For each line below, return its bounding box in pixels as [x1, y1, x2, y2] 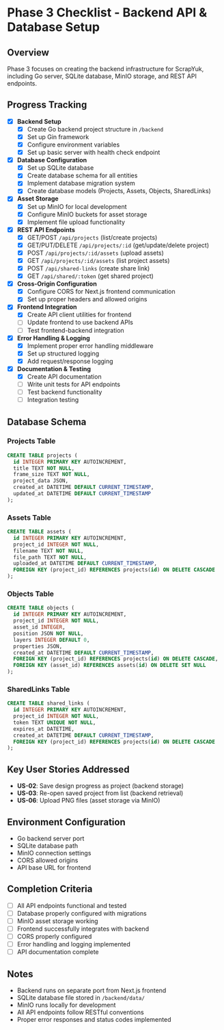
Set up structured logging [27, 349, 100, 357]
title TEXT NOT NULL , [13, 464, 75, 472]
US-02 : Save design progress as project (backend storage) [16, 782, 184, 790]
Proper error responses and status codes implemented [16, 1016, 171, 1024]
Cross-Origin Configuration [16, 279, 97, 288]
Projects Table [7, 436, 56, 446]
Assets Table [7, 512, 51, 522]
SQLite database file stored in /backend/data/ [16, 994, 145, 1002]
